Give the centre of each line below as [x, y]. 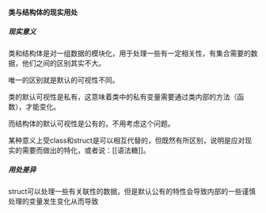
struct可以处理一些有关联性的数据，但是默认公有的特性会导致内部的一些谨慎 [132, 191]
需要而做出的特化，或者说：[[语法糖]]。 [86, 150]
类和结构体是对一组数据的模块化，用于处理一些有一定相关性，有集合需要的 [129, 53]
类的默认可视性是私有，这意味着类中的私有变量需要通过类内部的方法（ [123, 97]
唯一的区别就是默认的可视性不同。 [64, 80]
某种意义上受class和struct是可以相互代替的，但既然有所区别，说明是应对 [127, 140]
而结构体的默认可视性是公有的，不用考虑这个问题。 [91, 124]
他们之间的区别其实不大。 [63, 63]
